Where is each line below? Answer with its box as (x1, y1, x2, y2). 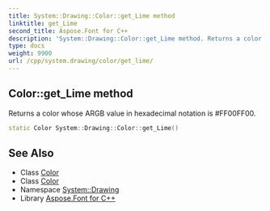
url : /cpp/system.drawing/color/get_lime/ (8, 57, 154, 65)
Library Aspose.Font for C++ (19, 193, 116, 203)
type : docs (8, 42, 45, 50)
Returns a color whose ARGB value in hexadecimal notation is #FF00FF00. (8, 108, 256, 118)
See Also (8, 146, 54, 160)
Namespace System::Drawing (19, 185, 120, 195)
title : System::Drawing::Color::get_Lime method (8, 11, 175, 20)
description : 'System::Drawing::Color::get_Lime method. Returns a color (8, 34, 263, 43)
